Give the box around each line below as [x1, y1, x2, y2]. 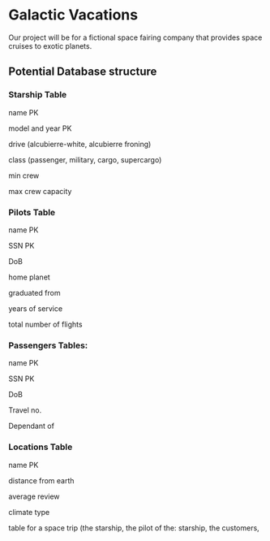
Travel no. [8, 405, 42, 415]
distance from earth [8, 475, 75, 485]
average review [8, 491, 60, 501]
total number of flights [8, 319, 83, 329]
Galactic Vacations [8, 6, 139, 24]
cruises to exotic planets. [8, 41, 92, 50]
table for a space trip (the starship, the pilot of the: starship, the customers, [8, 522, 259, 533]
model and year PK [8, 123, 72, 133]
